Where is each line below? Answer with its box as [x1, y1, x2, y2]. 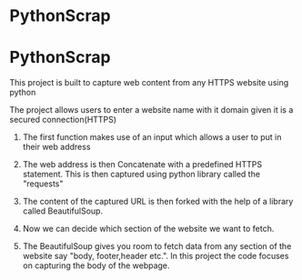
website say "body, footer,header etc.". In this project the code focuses [22, 251, 289, 262]
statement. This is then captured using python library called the [22, 169, 261, 180]
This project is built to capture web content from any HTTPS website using [9, 77, 289, 88]
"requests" [22, 178, 64, 189]
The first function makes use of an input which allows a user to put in [22, 132, 282, 143]
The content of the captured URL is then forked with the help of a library [22, 196, 294, 207]
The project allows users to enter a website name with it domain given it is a [9, 105, 294, 115]
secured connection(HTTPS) [9, 115, 116, 125]
